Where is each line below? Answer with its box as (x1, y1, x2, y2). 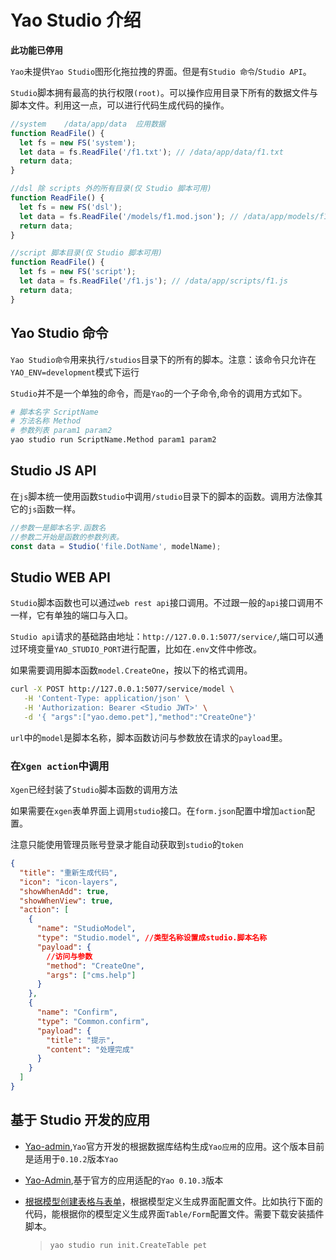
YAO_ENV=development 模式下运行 (10, 366, 140, 378)
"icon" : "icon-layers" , (19, 877, 118, 887)
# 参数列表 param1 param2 (10, 426, 113, 436)
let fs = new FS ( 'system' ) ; (19, 137, 137, 148)
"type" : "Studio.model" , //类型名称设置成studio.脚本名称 (36, 933, 268, 943)
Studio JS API (10, 462, 97, 480)
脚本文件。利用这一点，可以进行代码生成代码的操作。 (10, 99, 230, 111)
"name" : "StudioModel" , (36, 924, 137, 934)
